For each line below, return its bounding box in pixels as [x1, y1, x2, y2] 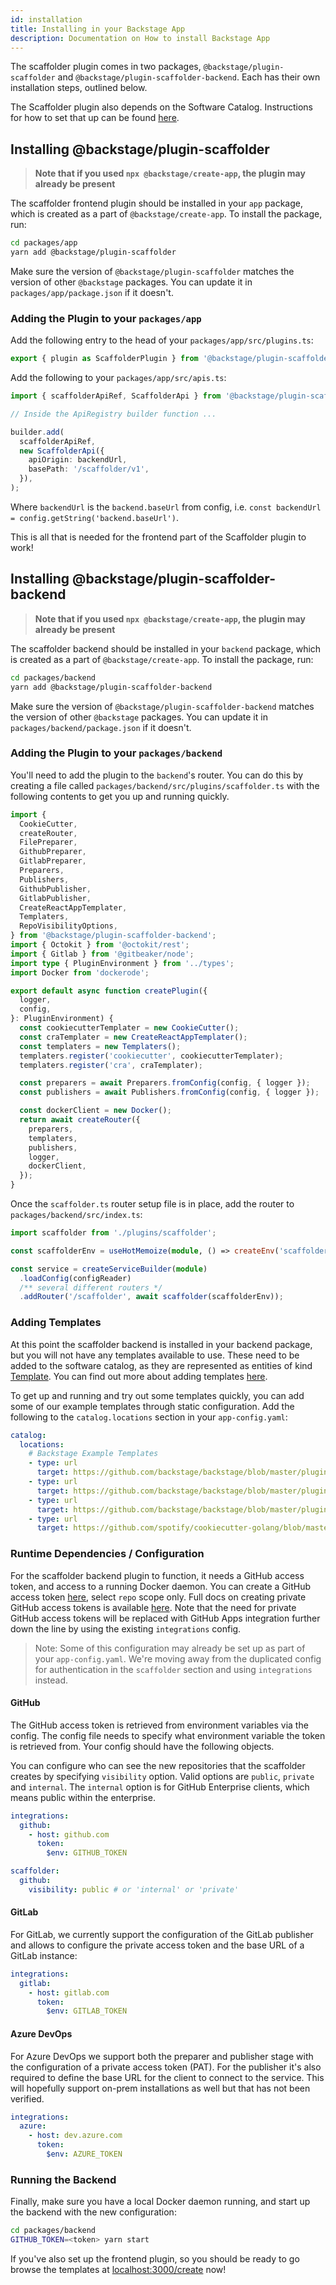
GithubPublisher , [19, 884, 92, 894]
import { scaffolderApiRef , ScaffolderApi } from [10, 391, 222, 401]
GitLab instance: [10, 1949, 78, 1961]
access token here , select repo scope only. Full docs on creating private [10, 1591, 307, 1603]
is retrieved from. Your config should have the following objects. [10, 1740, 275, 1752]
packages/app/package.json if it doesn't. [10, 286, 174, 298]
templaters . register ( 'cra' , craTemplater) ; [19, 1060, 203, 1070]
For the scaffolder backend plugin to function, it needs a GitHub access [10, 1569, 305, 1581]
